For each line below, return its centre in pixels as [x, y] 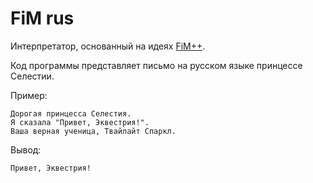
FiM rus [42, 18]
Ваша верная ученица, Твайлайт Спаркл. [93, 131]
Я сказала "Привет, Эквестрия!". [80, 122]
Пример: [29, 95]
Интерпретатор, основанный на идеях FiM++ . [108, 46]
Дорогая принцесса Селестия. [71, 113]
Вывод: [26, 149]
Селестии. [32, 76]
